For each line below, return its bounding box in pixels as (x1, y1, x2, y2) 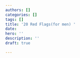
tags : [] (5, 17, 24, 22)
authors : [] (5, 7, 30, 13)
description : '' (5, 36, 39, 41)
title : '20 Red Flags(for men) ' (5, 21, 76, 27)
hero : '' (5, 31, 24, 36)
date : (5, 26, 17, 32)
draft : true (5, 41, 30, 46)
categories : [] (5, 12, 37, 17)
